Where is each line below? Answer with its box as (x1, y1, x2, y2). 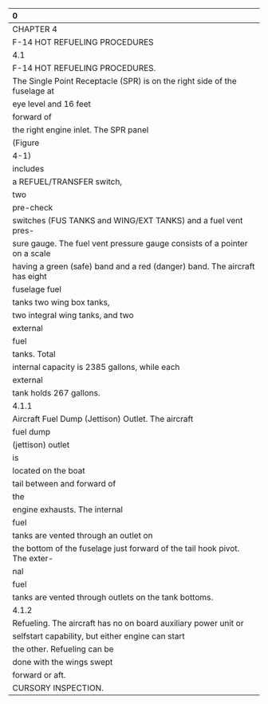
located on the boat (12, 466, 85, 476)
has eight (12, 271, 47, 281)
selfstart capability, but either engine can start (12, 631, 185, 641)
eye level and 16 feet (12, 99, 92, 109)
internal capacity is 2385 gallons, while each (12, 362, 180, 372)
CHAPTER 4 (12, 24, 57, 34)
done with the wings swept (12, 657, 113, 667)
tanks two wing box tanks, (12, 297, 110, 308)
